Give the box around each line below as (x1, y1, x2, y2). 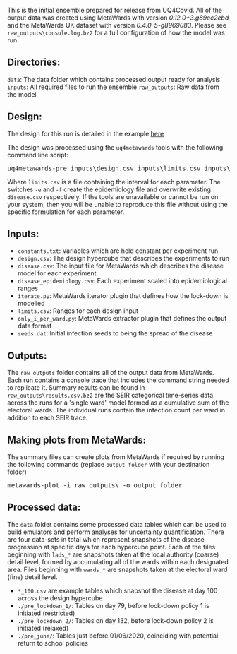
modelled (17, 299, 45, 308)
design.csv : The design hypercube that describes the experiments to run (17, 254, 230, 263)
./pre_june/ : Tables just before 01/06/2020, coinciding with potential (17, 631, 219, 640)
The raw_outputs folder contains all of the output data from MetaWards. (7, 369, 214, 377)
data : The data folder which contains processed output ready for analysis (7, 75, 221, 83)
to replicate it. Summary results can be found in (7, 384, 145, 392)
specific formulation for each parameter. (7, 208, 125, 216)
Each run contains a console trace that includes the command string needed (7, 376, 229, 384)
